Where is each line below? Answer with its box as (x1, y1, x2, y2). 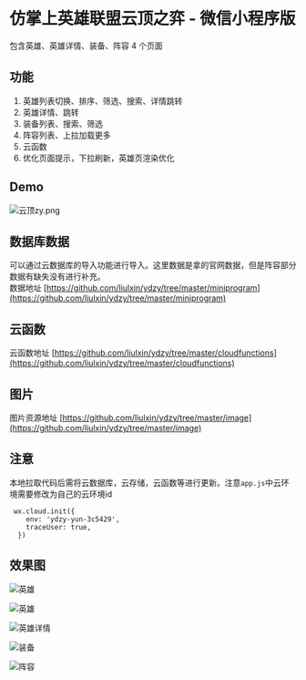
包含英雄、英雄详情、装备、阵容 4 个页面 (9, 40, 163, 51)
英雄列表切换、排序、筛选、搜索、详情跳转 (22, 95, 183, 106)
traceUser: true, (25, 522, 92, 531)
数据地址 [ (9, 283, 47, 294)
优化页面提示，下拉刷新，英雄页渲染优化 (22, 152, 175, 163)
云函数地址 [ (9, 347, 56, 358)
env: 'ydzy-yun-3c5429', (25, 514, 120, 524)
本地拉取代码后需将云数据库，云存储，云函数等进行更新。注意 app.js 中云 (9, 477, 281, 488)
